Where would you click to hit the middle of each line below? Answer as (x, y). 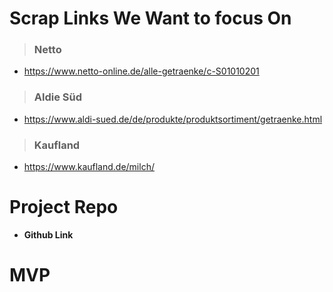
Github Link (48, 235)
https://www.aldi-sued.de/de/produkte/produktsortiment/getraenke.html (173, 119)
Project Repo (64, 207)
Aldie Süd (58, 97)
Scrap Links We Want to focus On (150, 18)
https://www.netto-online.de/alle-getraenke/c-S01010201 (141, 71)
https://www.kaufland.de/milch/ (89, 167)
